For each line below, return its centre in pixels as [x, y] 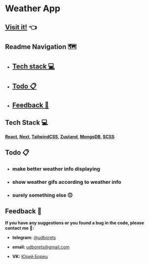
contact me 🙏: [20, 228]
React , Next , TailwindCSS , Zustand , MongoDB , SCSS [60, 136]
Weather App [33, 9]
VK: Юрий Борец [30, 256]
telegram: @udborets [34, 237]
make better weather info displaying [56, 169]
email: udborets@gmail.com [41, 247]
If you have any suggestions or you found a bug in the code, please [75, 222]
